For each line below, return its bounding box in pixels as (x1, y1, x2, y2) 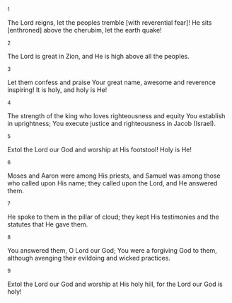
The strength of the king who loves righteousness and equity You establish (7, 112, 226, 120)
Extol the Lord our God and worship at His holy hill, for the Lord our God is (7, 280, 223, 288)
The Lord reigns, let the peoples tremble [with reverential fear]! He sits (7, 18, 212, 27)
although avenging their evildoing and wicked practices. (7, 254, 171, 262)
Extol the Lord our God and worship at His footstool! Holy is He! (7, 145, 192, 154)
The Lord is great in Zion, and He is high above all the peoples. (7, 52, 190, 60)
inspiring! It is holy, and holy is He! (7, 86, 108, 94)
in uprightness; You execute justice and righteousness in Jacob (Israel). (7, 120, 216, 127)
